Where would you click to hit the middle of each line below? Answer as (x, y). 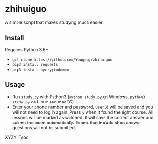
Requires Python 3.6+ (27, 49)
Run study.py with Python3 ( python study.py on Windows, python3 (79, 97)
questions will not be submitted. (44, 127)
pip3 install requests (35, 64)
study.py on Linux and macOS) (43, 102)
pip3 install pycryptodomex (40, 70)
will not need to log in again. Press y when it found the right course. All (83, 112)
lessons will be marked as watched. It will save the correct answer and (83, 117)
